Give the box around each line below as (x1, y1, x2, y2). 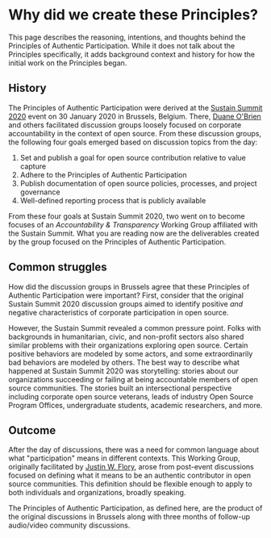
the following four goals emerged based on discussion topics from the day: (8, 137, 258, 147)
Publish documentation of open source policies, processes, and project (19, 178, 257, 188)
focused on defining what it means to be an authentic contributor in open (8, 470, 252, 481)
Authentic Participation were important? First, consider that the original (8, 290, 244, 300)
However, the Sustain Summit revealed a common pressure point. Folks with (8, 323, 261, 332)
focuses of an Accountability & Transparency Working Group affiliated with (8, 219, 258, 229)
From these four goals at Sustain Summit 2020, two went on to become (8, 211, 245, 221)
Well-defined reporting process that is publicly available (19, 195, 206, 205)
